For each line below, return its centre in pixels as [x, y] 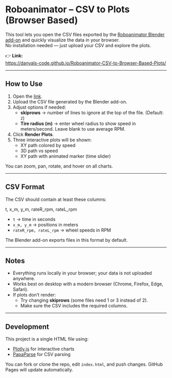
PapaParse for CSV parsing [41, 354]
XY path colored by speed [48, 145]
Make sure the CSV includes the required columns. [74, 306]
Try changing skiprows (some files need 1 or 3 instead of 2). [84, 300]
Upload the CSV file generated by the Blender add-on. [70, 101]
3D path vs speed [39, 151]
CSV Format [25, 187]
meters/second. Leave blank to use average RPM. [73, 129]
